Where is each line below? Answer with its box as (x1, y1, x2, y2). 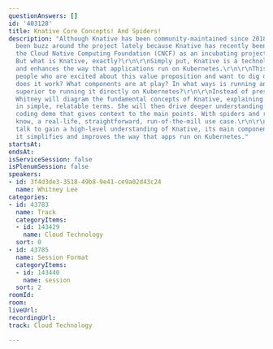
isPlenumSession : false (8, 163, 89, 171)
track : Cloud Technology (8, 321, 93, 330)
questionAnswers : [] (8, 11, 79, 20)
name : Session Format (15, 253, 89, 261)
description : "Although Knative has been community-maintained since (8, 34, 249, 43)
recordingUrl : (8, 313, 57, 321)
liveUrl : (8, 306, 38, 314)
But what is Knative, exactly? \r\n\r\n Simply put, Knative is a (15, 58, 238, 66)
